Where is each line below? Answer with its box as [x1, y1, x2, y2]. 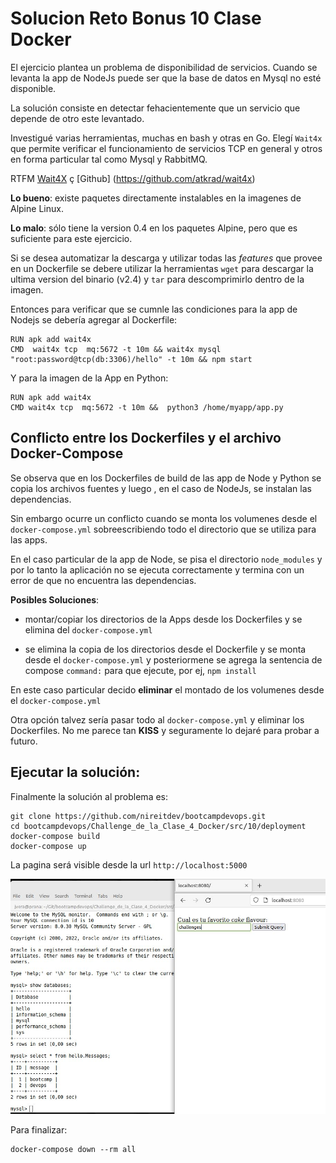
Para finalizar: [10, 1124, 68, 1136]
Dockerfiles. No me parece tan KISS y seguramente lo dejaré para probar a [10, 724, 320, 736]
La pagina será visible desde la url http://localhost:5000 [10, 858, 248, 871]
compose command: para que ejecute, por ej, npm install [24, 664, 257, 676]
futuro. [10, 735, 38, 747]
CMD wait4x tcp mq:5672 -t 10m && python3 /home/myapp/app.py [10, 402, 284, 412]
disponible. [10, 82, 57, 94]
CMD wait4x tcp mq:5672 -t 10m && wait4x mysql [10, 344, 222, 354]
